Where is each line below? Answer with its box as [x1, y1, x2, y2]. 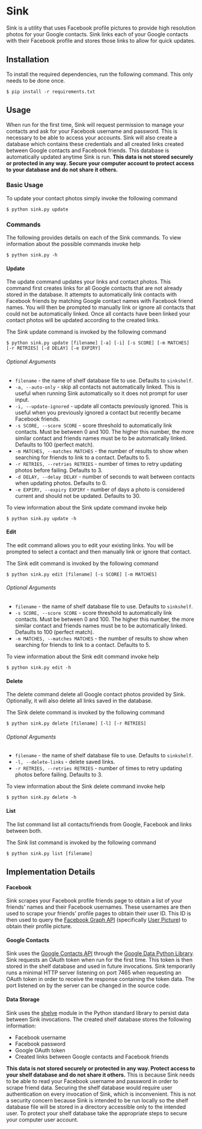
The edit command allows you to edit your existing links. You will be [6, 541, 174, 549]
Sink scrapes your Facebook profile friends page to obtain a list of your [6, 897, 183, 905]
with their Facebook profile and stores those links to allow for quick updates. [6, 37, 195, 44]
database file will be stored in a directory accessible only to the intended [6, 1103, 186, 1110]
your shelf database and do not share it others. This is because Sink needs [6, 1071, 195, 1078]
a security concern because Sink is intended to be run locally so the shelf [6, 1096, 188, 1104]
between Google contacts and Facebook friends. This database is [6, 147, 170, 154]
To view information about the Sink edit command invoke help [6, 653, 159, 660]
